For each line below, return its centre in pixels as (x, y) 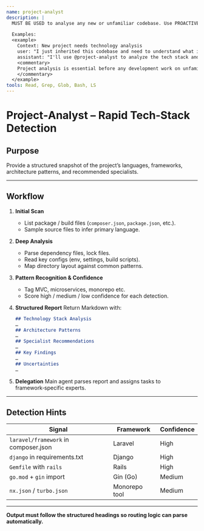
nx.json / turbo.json (39, 491)
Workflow (25, 197)
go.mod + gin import (37, 477)
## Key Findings (36, 353)
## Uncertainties (37, 364)
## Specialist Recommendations (55, 341)
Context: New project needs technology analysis (80, 46)
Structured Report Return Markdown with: (68, 307)
